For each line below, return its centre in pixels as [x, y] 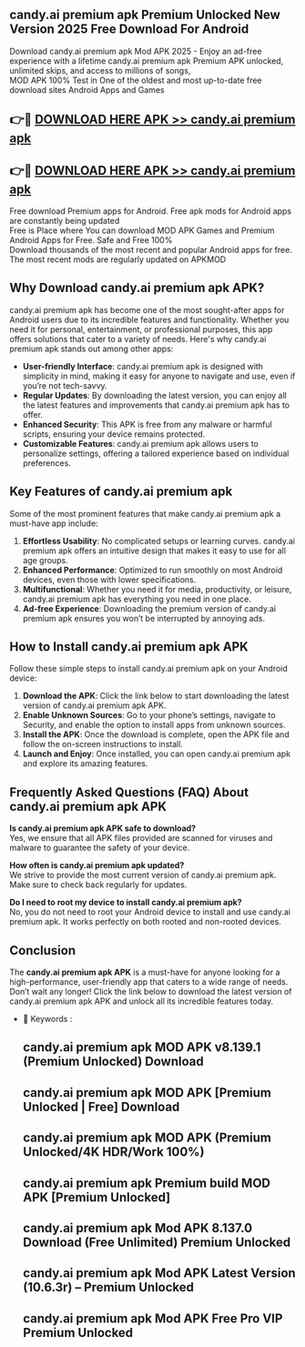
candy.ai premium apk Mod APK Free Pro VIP [152, 1318]
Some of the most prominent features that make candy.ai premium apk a [145, 513]
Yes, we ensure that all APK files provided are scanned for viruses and [141, 838]
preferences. [46, 462]
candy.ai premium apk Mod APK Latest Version [159, 1273]
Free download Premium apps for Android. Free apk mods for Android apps [151, 211]
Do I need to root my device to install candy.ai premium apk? [126, 902]
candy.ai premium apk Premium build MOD [147, 1183]
